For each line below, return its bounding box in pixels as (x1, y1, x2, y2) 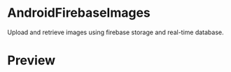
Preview (7, 52, 56, 69)
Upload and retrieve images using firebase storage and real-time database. (7, 28, 224, 36)
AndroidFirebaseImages (7, 5, 150, 21)
